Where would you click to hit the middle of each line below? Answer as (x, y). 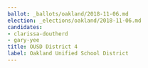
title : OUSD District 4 (43, 47)
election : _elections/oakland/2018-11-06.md (74, 21)
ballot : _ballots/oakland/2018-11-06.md (68, 14)
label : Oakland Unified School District (68, 54)
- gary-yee (23, 40)
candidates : (25, 27)
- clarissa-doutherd (38, 34)
